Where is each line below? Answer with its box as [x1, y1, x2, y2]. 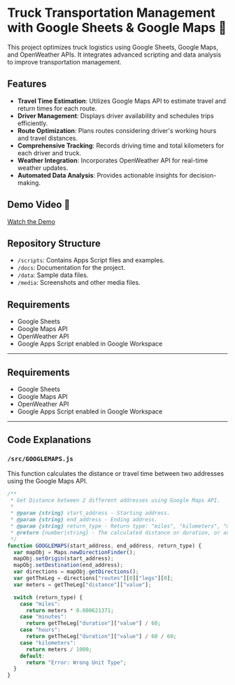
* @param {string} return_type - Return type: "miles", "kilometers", [10, 523, 220, 530]
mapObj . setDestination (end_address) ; [13, 562, 124, 569]
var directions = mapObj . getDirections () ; [13, 568, 139, 575]
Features [7, 78, 47, 90]
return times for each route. [17, 104, 97, 113]
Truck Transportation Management [7, 5, 215, 21]
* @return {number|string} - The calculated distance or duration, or [10, 529, 220, 536]
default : [20, 652, 45, 659]
